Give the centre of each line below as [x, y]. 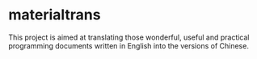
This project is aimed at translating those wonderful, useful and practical [129, 37]
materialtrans [55, 15]
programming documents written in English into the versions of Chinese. [128, 45]
